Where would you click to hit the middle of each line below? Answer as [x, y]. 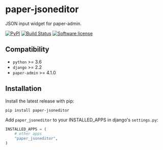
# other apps [28, 134]
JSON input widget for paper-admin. [44, 23]
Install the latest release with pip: [40, 101]
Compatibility [27, 49]
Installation [23, 89]
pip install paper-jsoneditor [37, 110]
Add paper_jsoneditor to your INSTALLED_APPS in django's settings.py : [82, 120]
